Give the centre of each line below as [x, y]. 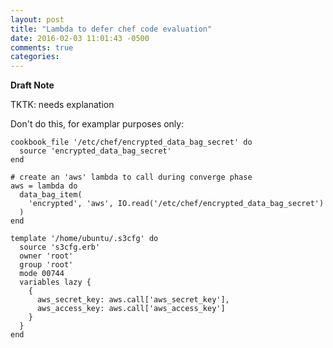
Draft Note [32, 85]
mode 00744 [42, 274]
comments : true [42, 47]
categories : [35, 57]
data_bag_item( [51, 195]
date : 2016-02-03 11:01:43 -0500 [80, 38]
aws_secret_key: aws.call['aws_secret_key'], [133, 300]
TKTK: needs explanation [62, 105]
